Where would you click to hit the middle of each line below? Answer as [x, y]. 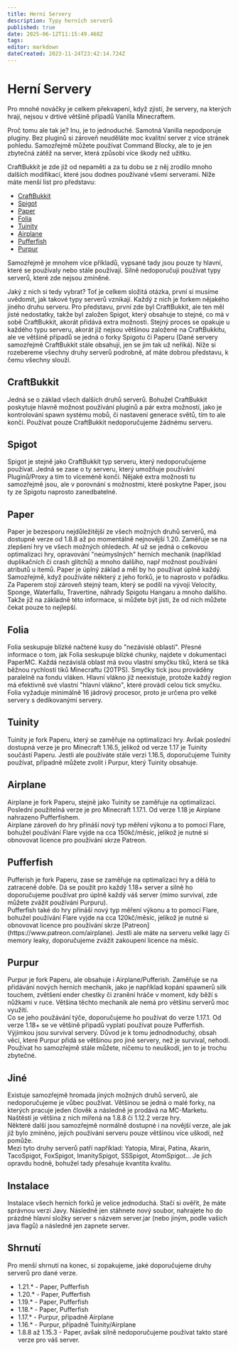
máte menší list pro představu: [52, 182]
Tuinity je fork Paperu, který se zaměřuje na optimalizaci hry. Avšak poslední [119, 740]
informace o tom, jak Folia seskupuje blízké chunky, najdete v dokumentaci [117, 655]
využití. [18, 1010]
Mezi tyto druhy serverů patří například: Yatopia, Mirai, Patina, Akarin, [109, 1148]
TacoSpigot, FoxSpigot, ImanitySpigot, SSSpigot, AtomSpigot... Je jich [110, 1156]
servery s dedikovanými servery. [55, 700]
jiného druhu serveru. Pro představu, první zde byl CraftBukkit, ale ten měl [116, 307]
